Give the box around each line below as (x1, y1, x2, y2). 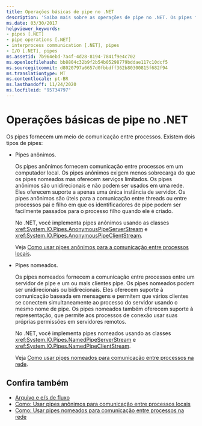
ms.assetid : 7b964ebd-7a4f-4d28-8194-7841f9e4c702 (6, 54, 136, 60)
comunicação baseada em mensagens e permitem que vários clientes (14, 292, 189, 300)
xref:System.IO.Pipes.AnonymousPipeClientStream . (14, 232, 143, 239)
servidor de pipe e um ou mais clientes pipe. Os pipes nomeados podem (14, 279, 195, 286)
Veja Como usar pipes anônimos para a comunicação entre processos (14, 243, 189, 250)
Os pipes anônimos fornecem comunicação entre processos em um (14, 162, 183, 170)
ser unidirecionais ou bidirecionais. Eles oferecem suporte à (14, 286, 164, 293)
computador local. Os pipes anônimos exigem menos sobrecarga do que (14, 169, 195, 176)
